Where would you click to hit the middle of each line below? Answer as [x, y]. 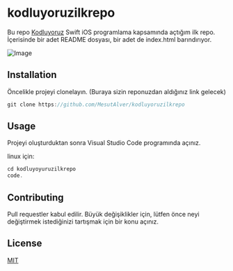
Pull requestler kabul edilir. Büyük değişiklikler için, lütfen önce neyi [103, 214]
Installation [32, 75]
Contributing [35, 198]
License [25, 243]
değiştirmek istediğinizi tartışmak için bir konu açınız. [83, 222]
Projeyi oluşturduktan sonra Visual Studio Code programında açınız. [104, 143]
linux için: [21, 156]
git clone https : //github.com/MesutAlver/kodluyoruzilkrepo [96, 104]
